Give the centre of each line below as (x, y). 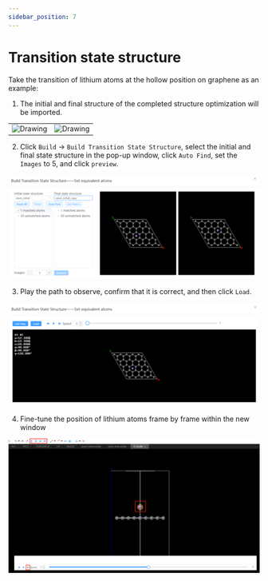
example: (23, 88)
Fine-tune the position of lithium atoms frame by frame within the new (134, 419)
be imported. (41, 112)
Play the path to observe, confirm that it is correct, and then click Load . (136, 291)
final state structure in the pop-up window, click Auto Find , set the (128, 155)
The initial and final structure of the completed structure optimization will (139, 103)
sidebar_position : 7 (43, 17)
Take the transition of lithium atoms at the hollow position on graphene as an (134, 79)
